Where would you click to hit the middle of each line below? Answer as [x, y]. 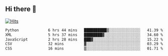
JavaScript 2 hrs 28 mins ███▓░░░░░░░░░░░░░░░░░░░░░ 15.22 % [84, 39]
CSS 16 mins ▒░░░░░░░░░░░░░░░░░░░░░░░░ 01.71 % [84, 49]
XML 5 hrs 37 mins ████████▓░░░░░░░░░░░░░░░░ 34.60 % [84, 35]
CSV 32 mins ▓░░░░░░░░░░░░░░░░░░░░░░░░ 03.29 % [84, 44]
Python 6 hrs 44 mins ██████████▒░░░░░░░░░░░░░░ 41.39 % [84, 30]
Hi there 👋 [21, 9]
